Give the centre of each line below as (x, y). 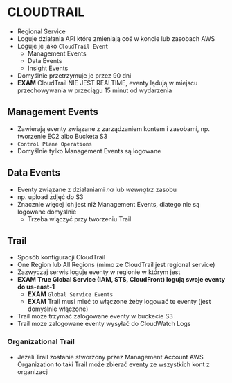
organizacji (33, 371)
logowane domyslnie (47, 212)
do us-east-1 (36, 287)
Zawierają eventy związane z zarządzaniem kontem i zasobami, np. (113, 128)
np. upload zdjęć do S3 (50, 197)
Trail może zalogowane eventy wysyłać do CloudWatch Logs (104, 324)
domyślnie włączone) (58, 309)
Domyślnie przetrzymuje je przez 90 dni (74, 75)
